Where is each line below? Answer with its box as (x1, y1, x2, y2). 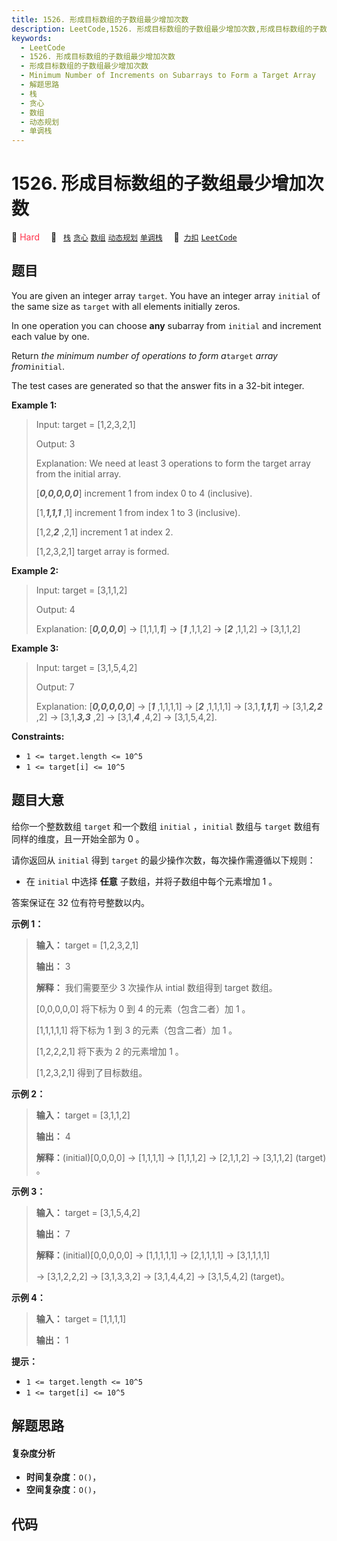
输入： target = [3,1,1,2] (35, 1109, 131, 1121)
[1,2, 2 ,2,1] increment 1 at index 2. (35, 526, 174, 538)
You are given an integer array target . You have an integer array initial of (11, 289, 321, 301)
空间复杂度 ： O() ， (25, 1484, 102, 1496)
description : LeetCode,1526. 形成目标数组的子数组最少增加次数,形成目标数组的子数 (11, 24, 328, 34)
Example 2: (11, 564, 59, 576)
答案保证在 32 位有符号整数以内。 (11, 896, 151, 908)
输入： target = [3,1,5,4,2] (35, 1206, 141, 1218)
